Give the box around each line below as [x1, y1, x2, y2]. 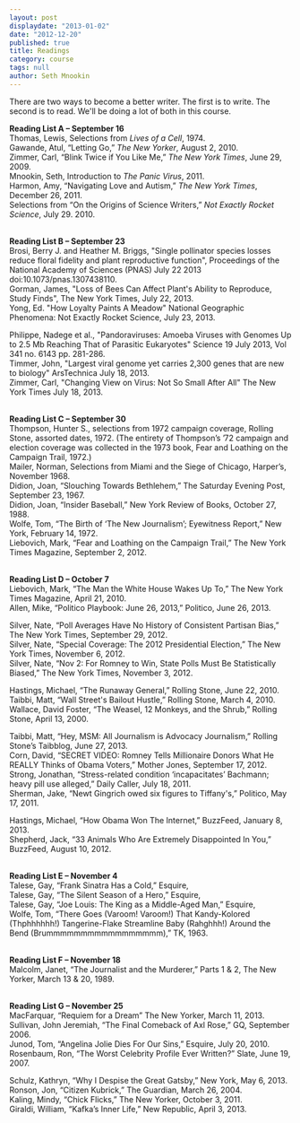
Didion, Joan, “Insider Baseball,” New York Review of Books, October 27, [9, 499, 277, 509]
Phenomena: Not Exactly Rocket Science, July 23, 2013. [9, 311, 216, 323]
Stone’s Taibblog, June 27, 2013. [9, 740, 128, 751]
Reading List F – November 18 [9, 954, 121, 965]
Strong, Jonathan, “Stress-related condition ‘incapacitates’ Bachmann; [9, 769, 270, 779]
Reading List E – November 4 [9, 870, 118, 881]
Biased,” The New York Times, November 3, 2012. [9, 667, 193, 678]
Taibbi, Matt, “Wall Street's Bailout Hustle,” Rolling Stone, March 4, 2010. [9, 694, 276, 705]
